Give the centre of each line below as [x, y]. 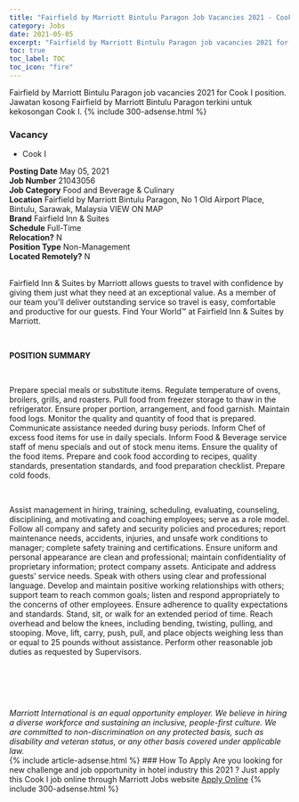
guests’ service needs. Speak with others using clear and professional [138, 577]
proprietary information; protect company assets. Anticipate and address [143, 567]
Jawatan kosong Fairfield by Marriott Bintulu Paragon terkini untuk [131, 102]
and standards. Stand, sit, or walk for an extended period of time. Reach [141, 614]
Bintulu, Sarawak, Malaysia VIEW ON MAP [86, 209]
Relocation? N [36, 238]
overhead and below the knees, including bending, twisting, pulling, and [141, 624]
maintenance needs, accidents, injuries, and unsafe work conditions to [139, 538]
